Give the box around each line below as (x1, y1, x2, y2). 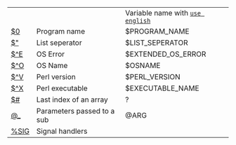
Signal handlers (36, 126, 88, 136)
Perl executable (36, 83, 88, 93)
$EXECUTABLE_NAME (125, 83, 199, 93)
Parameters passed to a (36, 106, 115, 116)
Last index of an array (36, 95, 108, 104)
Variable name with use (125, 8, 202, 18)
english (125, 17, 151, 25)
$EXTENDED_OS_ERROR (125, 49, 206, 59)
